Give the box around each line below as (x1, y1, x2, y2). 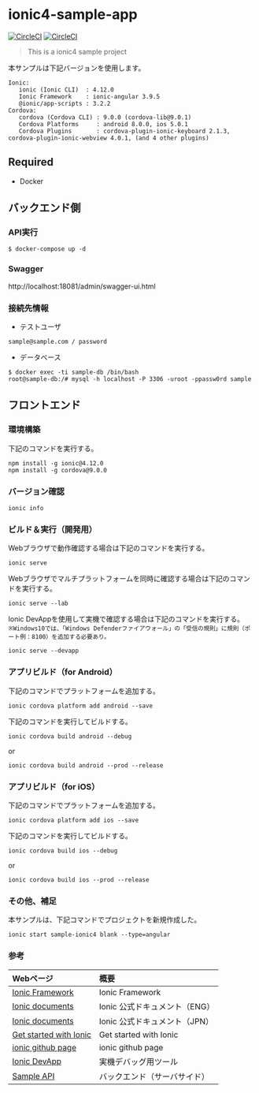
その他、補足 (8, 895, 57, 906)
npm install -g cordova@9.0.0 (8, 466, 108, 474)
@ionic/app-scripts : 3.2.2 (18, 99, 111, 107)
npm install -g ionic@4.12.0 (8, 459, 104, 467)
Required (8, 155, 54, 169)
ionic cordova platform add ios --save (8, 816, 139, 824)
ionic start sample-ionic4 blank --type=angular (8, 931, 171, 939)
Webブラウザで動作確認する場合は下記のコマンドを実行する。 (8, 543, 209, 553)
